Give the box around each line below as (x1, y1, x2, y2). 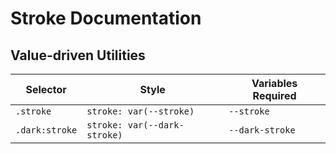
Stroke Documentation (10, 7, 202, 30)
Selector (25, 83, 67, 96)
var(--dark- (127, 120, 185, 131)
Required (252, 89, 297, 102)
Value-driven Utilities (10, 47, 146, 64)
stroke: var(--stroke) (86, 106, 195, 117)
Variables (251, 77, 298, 90)
